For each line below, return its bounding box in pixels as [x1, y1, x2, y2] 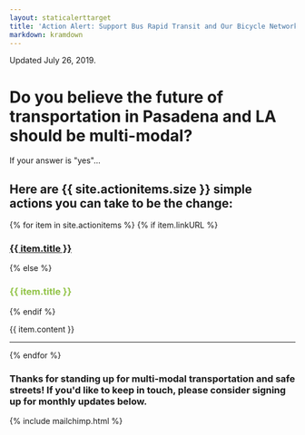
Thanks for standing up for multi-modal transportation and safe [9, 372, 296, 385]
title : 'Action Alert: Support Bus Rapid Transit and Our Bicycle [9, 22, 266, 31]
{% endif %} [9, 305, 56, 317]
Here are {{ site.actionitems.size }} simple [9, 181, 252, 197]
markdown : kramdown [9, 30, 84, 39]
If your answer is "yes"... [9, 155, 102, 166]
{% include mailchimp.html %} [9, 416, 123, 427]
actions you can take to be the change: [9, 196, 233, 211]
